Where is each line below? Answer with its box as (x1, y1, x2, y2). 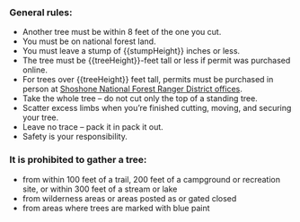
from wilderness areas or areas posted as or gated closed (22, 192, 237, 203)
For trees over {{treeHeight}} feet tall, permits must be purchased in (22, 74, 274, 85)
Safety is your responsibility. (22, 132, 128, 142)
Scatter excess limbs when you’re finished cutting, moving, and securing (22, 103, 292, 114)
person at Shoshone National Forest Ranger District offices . (22, 83, 243, 95)
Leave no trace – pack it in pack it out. (22, 122, 163, 132)
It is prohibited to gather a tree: (9, 154, 147, 166)
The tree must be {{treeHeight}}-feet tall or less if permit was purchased (22, 55, 291, 66)
